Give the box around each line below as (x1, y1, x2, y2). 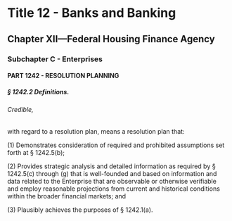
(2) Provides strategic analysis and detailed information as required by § (7, 162, 216, 170)
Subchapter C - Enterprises (7, 54, 103, 64)
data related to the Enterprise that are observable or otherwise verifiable (7, 177, 217, 185)
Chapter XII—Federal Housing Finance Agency (7, 33, 216, 45)
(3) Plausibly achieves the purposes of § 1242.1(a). (7, 206, 153, 214)
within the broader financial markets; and (7, 191, 127, 200)
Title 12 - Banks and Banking (7, 5, 176, 21)
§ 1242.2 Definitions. (7, 87, 70, 96)
